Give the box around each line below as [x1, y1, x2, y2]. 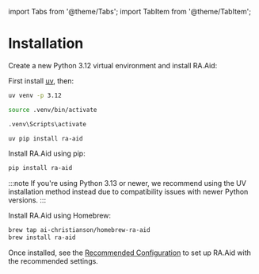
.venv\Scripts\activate [8, 120, 87, 128]
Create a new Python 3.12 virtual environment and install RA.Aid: [8, 60, 218, 70]
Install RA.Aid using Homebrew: [8, 210, 112, 221]
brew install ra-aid [8, 233, 77, 241]
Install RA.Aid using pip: [8, 149, 86, 158]
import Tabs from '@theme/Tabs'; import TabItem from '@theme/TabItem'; [8, 7, 252, 16]
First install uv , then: [8, 75, 74, 86]
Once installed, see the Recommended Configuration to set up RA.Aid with [8, 248, 252, 257]
